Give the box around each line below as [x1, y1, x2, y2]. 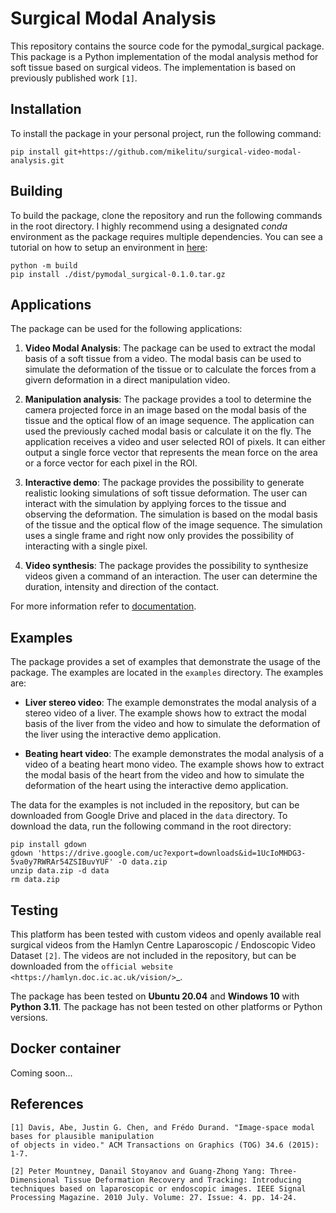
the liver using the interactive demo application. [24, 728, 222, 741]
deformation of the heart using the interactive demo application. [24, 780, 289, 792]
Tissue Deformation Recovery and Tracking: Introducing [63, 1175, 302, 1185]
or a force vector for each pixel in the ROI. [24, 457, 198, 469]
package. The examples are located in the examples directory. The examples [10, 667, 324, 679]
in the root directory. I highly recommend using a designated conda [10, 220, 288, 232]
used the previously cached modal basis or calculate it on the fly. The [24, 425, 312, 437]
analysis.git [10, 155, 65, 166]
